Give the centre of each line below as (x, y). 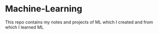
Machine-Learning (44, 9)
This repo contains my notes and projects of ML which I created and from (79, 22)
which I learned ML (24, 27)
